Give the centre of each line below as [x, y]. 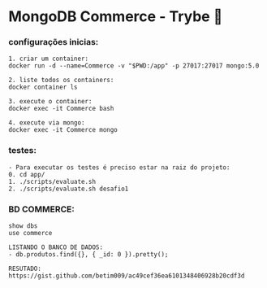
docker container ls [43, 87]
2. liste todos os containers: [61, 81]
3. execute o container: [50, 102]
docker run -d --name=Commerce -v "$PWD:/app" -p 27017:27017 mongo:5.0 [134, 66]
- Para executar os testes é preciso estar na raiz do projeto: [119, 167]
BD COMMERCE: [41, 209]
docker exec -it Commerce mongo [63, 130]
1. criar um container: [49, 59]
